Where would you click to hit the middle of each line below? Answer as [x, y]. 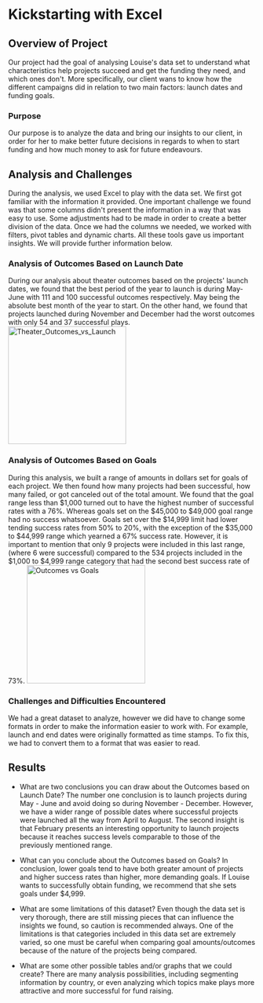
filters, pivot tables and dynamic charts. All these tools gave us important [126, 235]
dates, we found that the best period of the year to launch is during [117, 289]
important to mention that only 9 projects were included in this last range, [127, 544]
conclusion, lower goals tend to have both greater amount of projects [131, 868]
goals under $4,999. [53, 893]
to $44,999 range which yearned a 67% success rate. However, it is [118, 536]
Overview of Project [58, 44]
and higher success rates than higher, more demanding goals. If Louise [134, 877]
